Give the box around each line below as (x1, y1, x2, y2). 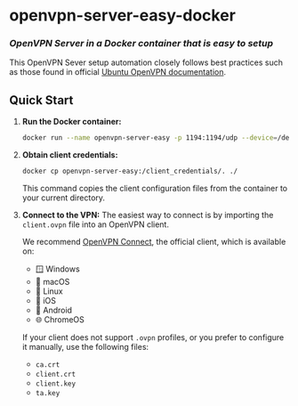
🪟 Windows (35, 264, 80, 274)
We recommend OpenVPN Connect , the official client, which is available (21, 237, 286, 248)
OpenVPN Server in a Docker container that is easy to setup (9, 37, 274, 50)
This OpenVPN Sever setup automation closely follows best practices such (9, 57, 283, 68)
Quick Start (9, 93, 74, 108)
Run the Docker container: (21, 117, 122, 127)
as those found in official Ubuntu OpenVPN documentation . (9, 67, 227, 77)
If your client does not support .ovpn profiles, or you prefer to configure (21, 332, 285, 343)
